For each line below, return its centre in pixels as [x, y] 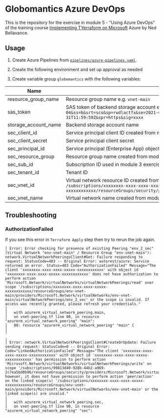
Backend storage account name [102, 124]
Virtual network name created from [106, 198]
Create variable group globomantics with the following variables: [77, 79]
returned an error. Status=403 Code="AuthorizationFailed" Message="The [81, 266]
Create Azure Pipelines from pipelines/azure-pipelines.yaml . [74, 60]
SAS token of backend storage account [111, 107]
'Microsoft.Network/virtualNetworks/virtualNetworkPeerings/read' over [79, 283]
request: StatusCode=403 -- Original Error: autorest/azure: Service [77, 261]
